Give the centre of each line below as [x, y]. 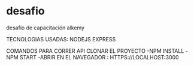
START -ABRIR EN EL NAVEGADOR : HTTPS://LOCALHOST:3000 [99, 57]
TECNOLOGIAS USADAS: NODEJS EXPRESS [61, 39]
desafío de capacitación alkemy [46, 28]
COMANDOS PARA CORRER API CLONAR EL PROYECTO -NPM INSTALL [95, 51]
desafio [25, 11]
